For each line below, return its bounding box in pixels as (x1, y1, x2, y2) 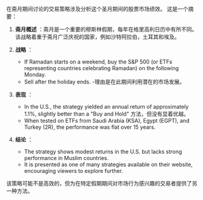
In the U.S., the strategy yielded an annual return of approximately (24, 103, 189, 110)
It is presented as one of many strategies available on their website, (24, 161, 193, 168)
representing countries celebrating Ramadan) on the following (24, 65, 179, 71)
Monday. (24, 71, 47, 78)
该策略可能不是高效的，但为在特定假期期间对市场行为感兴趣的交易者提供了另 (6, 180, 198, 187)
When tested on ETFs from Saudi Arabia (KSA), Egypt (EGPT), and (24, 117, 190, 124)
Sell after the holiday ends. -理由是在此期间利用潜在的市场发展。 (24, 78, 185, 85)
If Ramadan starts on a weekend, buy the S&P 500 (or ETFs (24, 58, 173, 65)
